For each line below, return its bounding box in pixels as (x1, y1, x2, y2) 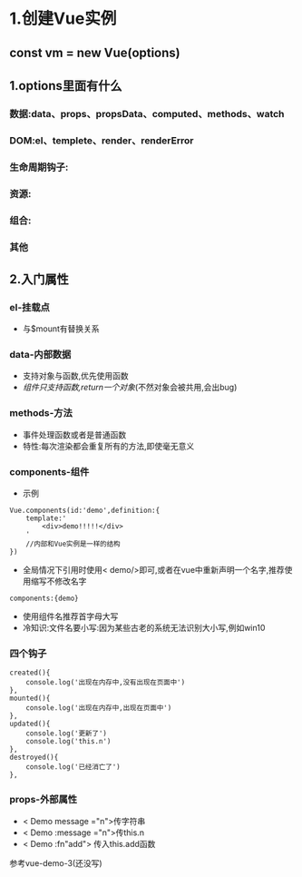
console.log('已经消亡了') (25, 763, 121, 772)
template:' (25, 514, 67, 523)
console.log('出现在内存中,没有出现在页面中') (25, 678, 186, 687)
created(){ (9, 668, 51, 677)
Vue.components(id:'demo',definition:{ (9, 506, 161, 516)
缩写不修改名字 (30, 576, 87, 586)
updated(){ (9, 719, 51, 729)
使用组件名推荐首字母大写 (22, 611, 119, 622)
